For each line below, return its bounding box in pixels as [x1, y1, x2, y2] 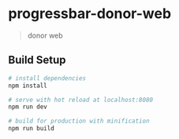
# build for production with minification [8, 117, 150, 126]
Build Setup [8, 53, 66, 67]
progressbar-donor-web [8, 5, 172, 23]
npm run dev [8, 103, 47, 111]
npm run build [8, 125, 55, 133]
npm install [8, 82, 47, 90]
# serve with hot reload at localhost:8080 [8, 96, 154, 104]
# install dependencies [8, 74, 87, 82]
